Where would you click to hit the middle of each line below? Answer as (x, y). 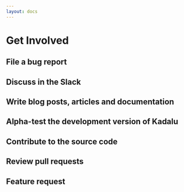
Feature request (36, 181)
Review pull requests (45, 162)
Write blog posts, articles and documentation (90, 102)
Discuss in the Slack (44, 82)
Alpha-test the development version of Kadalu (92, 121)
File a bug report (37, 62)
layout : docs (22, 11)
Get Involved (37, 40)
